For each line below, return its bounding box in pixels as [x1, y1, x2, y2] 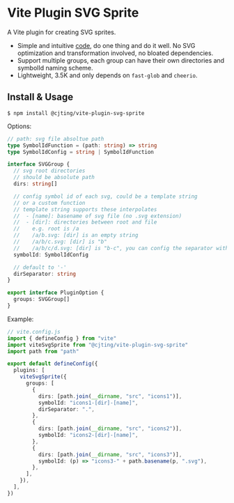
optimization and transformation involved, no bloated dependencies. [17, 49, 214, 57]
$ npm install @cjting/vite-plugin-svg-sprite [7, 109, 145, 116]
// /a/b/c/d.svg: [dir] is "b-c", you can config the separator [13, 245, 214, 251]
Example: [7, 315, 34, 323]
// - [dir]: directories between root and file [13, 219, 157, 226]
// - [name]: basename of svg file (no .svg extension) [13, 212, 182, 219]
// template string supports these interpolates [13, 206, 157, 213]
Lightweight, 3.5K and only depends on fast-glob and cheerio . [17, 71, 198, 79]
